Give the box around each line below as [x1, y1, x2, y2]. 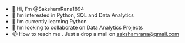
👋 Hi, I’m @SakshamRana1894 [11, 6, 85, 12]
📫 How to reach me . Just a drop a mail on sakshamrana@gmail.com [11, 31, 179, 37]
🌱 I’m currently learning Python [11, 18, 87, 24]
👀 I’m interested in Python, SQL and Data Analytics [11, 12, 134, 19]
